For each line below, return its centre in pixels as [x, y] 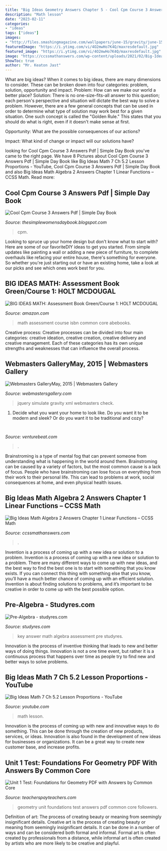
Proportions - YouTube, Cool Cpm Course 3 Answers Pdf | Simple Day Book [83, 167]
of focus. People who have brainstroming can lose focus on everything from [83, 472]
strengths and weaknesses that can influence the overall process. [73, 348]
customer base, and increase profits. [43, 747]
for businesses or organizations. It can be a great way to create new [75, 742]
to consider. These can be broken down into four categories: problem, [77, 85]
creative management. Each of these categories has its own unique [74, 343]
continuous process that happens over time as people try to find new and [80, 656]
